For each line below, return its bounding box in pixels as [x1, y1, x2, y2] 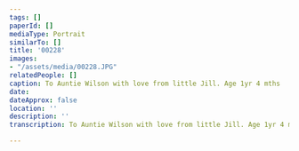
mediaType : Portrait [9, 29, 86, 38]
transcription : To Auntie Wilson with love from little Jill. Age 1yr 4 [9, 121, 285, 130]
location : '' [9, 104, 58, 113]
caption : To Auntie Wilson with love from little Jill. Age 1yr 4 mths [9, 79, 280, 88]
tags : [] [9, 12, 42, 22]
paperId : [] [9, 21, 53, 30]
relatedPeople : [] [9, 71, 77, 80]
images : [9, 54, 38, 63]
